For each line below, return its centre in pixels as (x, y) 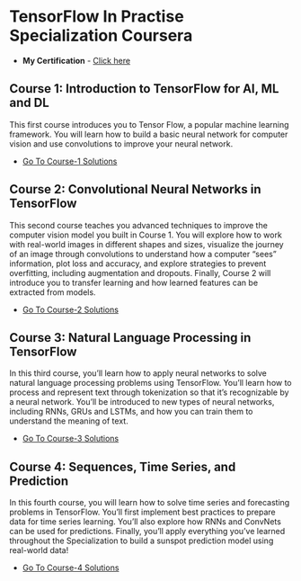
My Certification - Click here (76, 60)
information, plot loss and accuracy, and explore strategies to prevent (138, 264)
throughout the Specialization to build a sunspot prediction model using (142, 541)
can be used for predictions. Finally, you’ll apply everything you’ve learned (147, 532)
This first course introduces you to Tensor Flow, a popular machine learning (149, 124)
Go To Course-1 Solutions (70, 161)
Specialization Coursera (101, 36)
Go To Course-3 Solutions (71, 439)
